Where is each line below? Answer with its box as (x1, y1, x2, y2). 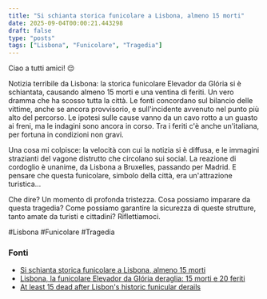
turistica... (8, 179, 42, 189)
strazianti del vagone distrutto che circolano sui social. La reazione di (8, 153, 237, 164)
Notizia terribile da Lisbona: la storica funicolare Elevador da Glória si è (8, 79, 241, 89)
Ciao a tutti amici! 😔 (8, 63, 75, 73)
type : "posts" (8, 34, 56, 42)
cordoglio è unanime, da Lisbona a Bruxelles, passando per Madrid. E (8, 162, 237, 172)
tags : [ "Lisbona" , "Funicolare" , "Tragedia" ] (8, 42, 162, 50)
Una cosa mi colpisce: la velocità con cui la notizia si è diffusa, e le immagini (8, 146, 260, 155)
